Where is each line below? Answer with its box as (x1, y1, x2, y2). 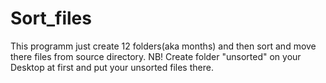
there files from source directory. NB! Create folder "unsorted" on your (10, 50, 302, 62)
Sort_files (10, 7, 92, 30)
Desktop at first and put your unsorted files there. (10, 61, 214, 73)
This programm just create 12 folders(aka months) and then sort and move (10, 40, 317, 52)
